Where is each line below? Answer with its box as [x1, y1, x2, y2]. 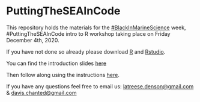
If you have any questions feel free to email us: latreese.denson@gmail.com [6, 82, 194, 90]
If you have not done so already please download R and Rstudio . [6, 48, 166, 55]
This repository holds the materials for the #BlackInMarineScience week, [6, 24, 186, 31]
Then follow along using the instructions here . [6, 71, 120, 78]
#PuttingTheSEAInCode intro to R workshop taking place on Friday [6, 30, 171, 37]
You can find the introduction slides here [6, 60, 107, 67]
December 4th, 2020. [6, 36, 59, 44]
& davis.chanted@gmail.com [6, 89, 77, 96]
